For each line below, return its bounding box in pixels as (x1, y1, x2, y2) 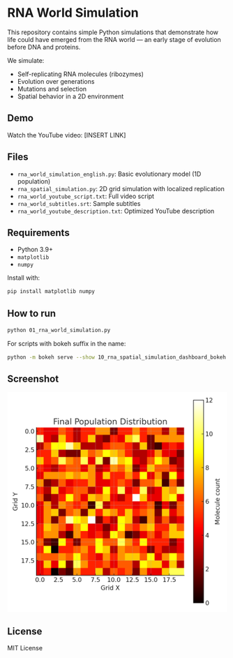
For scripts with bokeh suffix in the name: (7, 339, 126, 347)
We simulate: (7, 56, 45, 64)
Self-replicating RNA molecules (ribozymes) (17, 70, 144, 78)
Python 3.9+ (17, 246, 54, 254)
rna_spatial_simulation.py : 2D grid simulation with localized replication (17, 184, 225, 193)
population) (17, 177, 51, 186)
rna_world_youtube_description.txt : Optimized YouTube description (17, 207, 215, 215)
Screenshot (7, 373, 59, 385)
